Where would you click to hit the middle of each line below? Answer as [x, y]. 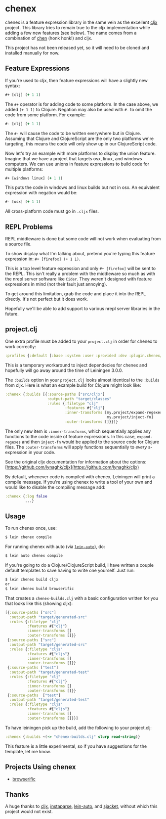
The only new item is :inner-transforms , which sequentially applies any [78, 431]
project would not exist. [29, 812]
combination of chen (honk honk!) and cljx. [49, 38]
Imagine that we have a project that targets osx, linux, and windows [74, 158]
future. [12, 314]
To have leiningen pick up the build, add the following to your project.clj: [79, 728]
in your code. [42, 452]
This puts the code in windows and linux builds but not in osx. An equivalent [82, 187]
